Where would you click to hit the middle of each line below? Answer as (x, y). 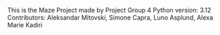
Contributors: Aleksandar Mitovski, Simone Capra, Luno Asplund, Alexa (110, 17)
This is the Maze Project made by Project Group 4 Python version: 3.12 (109, 10)
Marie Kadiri (25, 25)
